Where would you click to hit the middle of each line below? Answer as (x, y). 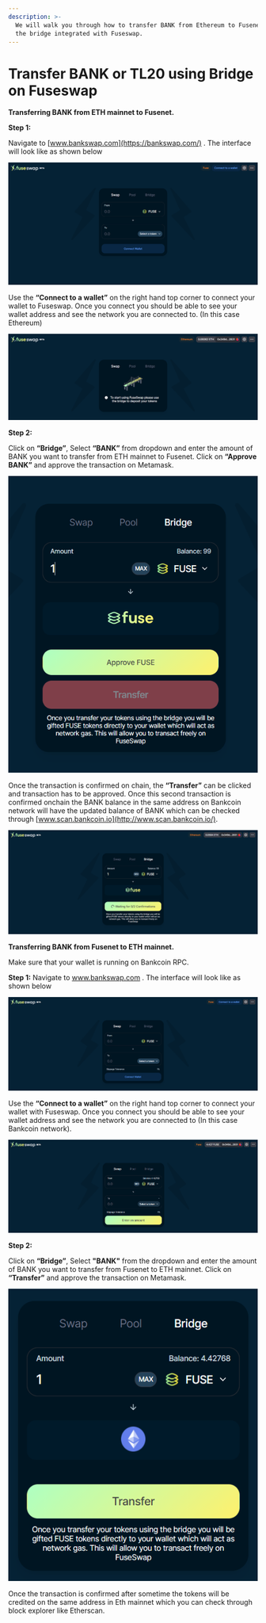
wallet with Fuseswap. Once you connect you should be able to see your (127, 1112)
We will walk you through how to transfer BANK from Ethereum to (125, 25)
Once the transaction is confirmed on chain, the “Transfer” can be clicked (130, 785)
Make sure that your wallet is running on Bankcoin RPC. (99, 962)
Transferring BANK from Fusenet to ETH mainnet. (91, 947)
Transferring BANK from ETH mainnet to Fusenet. (91, 113)
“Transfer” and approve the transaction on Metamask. (97, 1277)
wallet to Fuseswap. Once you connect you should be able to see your (123, 306)
